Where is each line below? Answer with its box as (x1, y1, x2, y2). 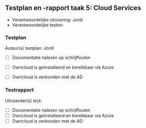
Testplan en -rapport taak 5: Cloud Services (5, 4, 142, 12)
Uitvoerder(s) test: (5, 97, 42, 104)
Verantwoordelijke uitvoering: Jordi (12, 17, 83, 22)
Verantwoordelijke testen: (12, 22, 64, 28)
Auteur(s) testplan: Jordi (5, 45, 54, 51)
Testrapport (5, 87, 34, 93)
